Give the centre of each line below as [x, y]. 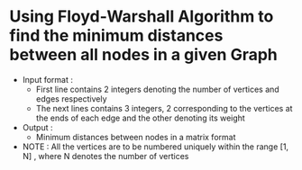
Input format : [48, 79]
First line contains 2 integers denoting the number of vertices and [157, 89]
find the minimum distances [116, 36]
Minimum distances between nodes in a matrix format [136, 137]
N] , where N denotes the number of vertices [105, 156]
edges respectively [71, 98]
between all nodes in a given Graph [143, 55]
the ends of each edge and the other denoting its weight [140, 118]
